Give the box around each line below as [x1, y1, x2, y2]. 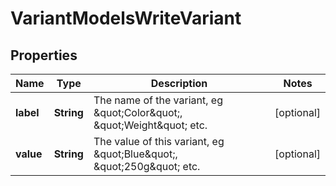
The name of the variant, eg [93, 93, 223, 107]
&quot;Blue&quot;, [93, 147, 178, 161]
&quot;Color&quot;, [93, 106, 183, 119]
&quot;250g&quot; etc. [93, 160, 201, 173]
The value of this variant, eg [93, 135, 225, 148]
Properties [10, 47, 78, 64]
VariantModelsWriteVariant [10, 7, 242, 30]
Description [150, 77, 208, 90]
